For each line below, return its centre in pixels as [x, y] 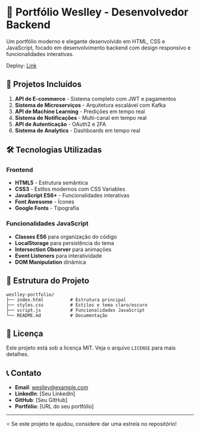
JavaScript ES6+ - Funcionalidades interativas [72, 196]
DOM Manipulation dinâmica [50, 262]
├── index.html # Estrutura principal [66, 300]
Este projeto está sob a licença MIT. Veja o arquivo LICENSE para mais [91, 348]
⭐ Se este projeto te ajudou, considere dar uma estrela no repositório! [92, 424]
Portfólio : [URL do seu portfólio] [54, 406]
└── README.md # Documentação [57, 316]
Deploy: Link [21, 66]
